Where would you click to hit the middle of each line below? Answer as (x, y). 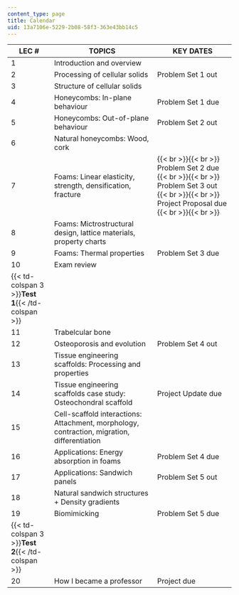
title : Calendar (31, 21)
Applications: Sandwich (94, 473)
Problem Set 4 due (188, 457)
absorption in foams (87, 461)
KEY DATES (193, 51)
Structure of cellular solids (98, 86)
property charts (80, 242)
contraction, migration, (92, 432)
